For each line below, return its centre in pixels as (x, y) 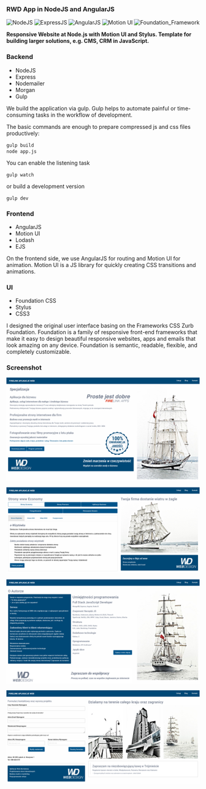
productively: (23, 133)
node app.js (21, 151)
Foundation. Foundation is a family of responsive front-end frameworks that (102, 332)
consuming (21, 115)
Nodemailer (30, 83)
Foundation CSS (36, 301)
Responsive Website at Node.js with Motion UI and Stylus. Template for (99, 34)
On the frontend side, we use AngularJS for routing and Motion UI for (93, 258)
